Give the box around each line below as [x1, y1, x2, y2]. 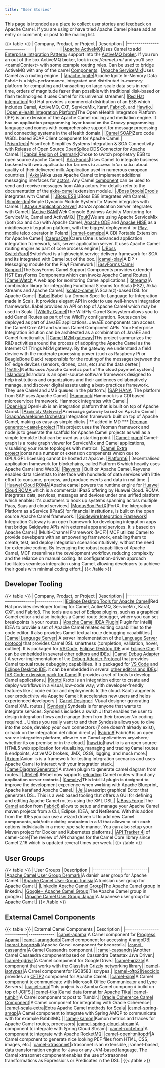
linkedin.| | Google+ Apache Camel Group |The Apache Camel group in [5, 888, 147, 894]
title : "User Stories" [5, 7, 52, 12]
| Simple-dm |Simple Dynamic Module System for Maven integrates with [5, 198, 149, 204]
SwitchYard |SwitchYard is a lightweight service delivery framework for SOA [5, 250, 158, 257]
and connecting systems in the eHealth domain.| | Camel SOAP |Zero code [5, 130, 154, 136]
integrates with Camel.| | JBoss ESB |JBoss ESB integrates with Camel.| [5, 193, 148, 199]
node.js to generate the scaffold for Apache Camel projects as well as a [5, 429, 150, 435]
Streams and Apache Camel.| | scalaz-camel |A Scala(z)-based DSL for [5, 288, 148, 293]
